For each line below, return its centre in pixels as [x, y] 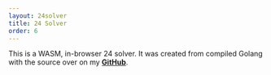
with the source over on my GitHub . [68, 62]
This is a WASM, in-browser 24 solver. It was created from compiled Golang [135, 54]
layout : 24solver [38, 16]
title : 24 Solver [38, 23]
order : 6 [23, 31]
